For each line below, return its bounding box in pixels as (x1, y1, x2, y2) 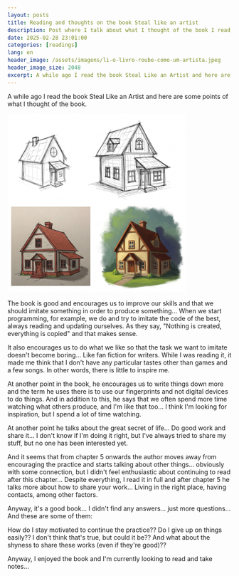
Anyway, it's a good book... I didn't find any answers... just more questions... (7, 504, 231, 513)
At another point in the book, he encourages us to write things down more (7, 379, 224, 388)
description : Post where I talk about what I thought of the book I (7, 26, 215, 33)
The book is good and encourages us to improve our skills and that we (7, 299, 214, 308)
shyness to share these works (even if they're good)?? (7, 540, 167, 549)
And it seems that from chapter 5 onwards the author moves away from (7, 452, 217, 461)
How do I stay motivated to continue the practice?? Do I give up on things (7, 525, 223, 534)
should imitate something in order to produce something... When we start (7, 306, 222, 315)
